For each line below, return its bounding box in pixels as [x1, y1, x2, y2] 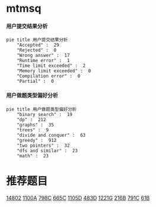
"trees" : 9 [17, 127, 49, 133]
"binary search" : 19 [17, 111, 73, 117]
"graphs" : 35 [17, 122, 54, 128]
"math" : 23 [17, 153, 49, 159]
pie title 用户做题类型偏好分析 [6, 106, 77, 112]
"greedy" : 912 [17, 137, 57, 143]
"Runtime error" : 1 [17, 58, 70, 64]
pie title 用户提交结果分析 [6, 37, 68, 43]
